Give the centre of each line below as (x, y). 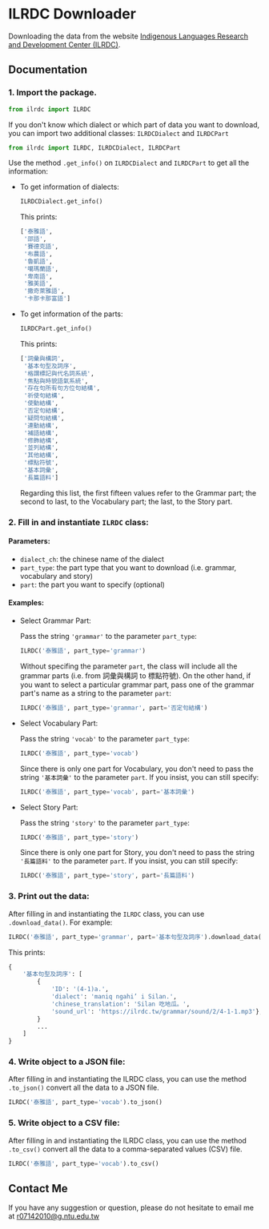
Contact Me (38, 1189)
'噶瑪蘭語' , (41, 269)
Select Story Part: (49, 807)
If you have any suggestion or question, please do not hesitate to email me (131, 1208)
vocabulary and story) (56, 576)
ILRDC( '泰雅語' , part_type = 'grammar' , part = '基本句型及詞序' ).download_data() (137, 937)
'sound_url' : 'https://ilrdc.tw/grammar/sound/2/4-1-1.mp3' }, (157, 1011)
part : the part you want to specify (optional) (92, 584)
